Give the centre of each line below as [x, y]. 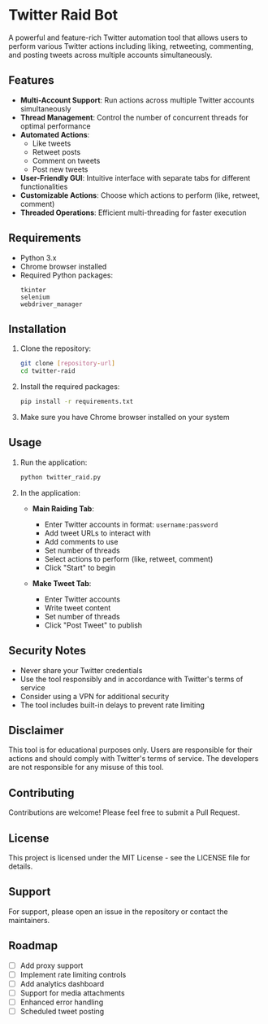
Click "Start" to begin [80, 567]
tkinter [33, 290]
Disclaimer [36, 730]
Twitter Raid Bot [63, 15]
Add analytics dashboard [62, 983]
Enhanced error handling [62, 1002]
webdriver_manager [51, 304]
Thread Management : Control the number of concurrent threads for [134, 117]
